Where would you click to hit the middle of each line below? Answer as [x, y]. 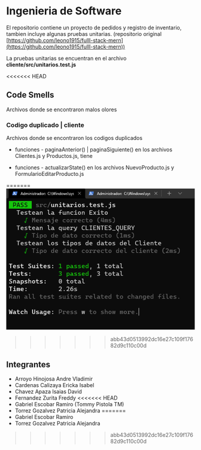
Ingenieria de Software [64, 11]
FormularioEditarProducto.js [49, 174]
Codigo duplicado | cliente [45, 125]
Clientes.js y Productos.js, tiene [54, 156]
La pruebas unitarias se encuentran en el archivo [66, 58]
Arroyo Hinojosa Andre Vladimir [54, 379]
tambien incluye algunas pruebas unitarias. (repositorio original [84, 34]
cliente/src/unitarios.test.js [41, 65]
